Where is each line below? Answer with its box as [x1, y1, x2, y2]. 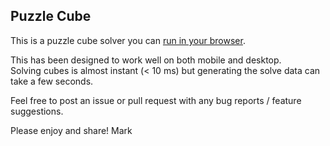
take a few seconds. [10, 75, 94, 87]
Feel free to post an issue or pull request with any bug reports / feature [10, 94, 302, 106]
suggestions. [10, 105, 64, 117]
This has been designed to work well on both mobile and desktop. [10, 54, 282, 66]
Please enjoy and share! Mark [10, 124, 133, 136]
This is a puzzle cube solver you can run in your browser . [10, 34, 246, 46]
